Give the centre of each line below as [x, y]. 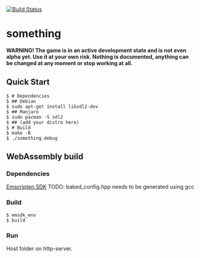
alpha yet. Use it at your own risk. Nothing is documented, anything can [98, 57]
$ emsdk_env [21, 215]
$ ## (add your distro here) [43, 122]
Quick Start [28, 82]
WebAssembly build [45, 157]
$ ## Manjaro [23, 112]
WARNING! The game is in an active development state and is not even [96, 50]
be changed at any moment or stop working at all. [70, 63]
